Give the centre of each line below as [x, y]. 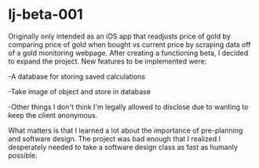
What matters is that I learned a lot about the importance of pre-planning [126, 130]
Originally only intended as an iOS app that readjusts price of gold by [120, 36]
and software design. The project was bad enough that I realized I [115, 138]
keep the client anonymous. [53, 115]
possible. [23, 155]
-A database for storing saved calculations [77, 76]
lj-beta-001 [46, 15]
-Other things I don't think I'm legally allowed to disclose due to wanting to [128, 107]
